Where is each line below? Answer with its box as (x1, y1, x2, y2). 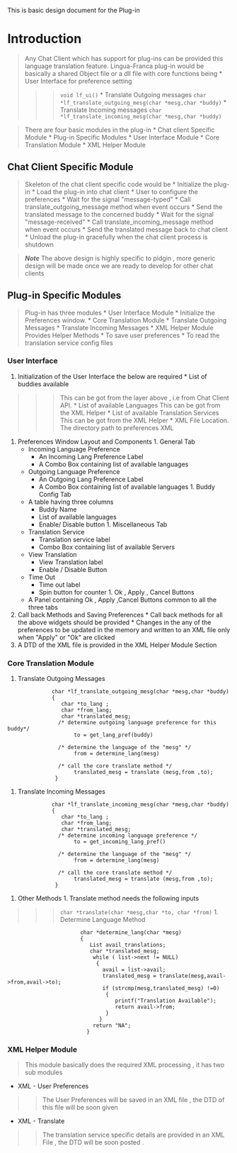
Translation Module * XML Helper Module (24, 140, 146, 149)
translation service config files (24, 338, 113, 347)
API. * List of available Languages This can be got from (59, 400, 221, 410)
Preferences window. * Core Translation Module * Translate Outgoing (24, 315, 227, 325)
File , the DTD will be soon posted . (42, 1138, 144, 1147)
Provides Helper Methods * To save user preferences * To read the (24, 331, 220, 339)
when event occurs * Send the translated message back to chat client (24, 225, 229, 233)
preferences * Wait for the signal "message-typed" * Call (24, 195, 191, 203)
